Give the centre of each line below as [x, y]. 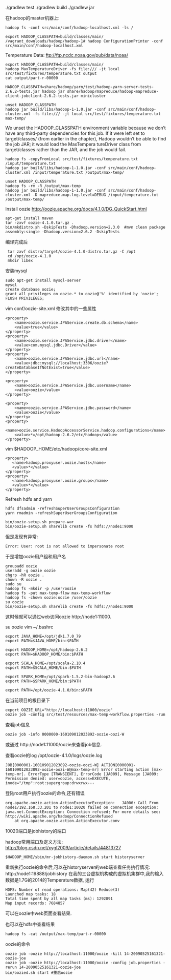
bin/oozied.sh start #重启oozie [39, 973]
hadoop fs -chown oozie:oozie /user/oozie [51, 598]
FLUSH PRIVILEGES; [25, 298]
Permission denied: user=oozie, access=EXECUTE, [58, 779]
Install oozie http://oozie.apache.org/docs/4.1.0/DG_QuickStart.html [76, 209]
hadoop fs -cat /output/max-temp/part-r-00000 [56, 934]
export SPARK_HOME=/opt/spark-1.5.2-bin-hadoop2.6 [60, 677]
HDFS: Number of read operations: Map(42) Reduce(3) [63, 890]
